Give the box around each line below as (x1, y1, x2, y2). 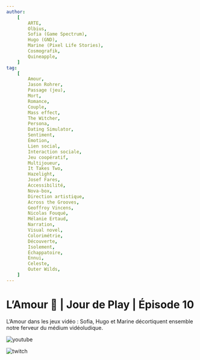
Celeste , (28, 261, 50, 267)
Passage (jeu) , (28, 87, 66, 93)
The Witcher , (28, 115, 61, 121)
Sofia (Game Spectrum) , (28, 31, 87, 37)
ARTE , (28, 20, 42, 26)
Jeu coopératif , (28, 154, 69, 160)
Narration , (28, 222, 55, 228)
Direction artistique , (28, 193, 85, 199)
